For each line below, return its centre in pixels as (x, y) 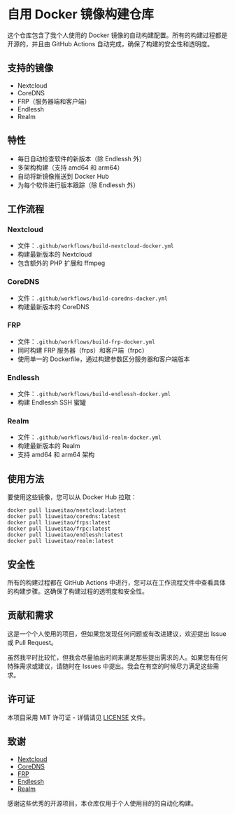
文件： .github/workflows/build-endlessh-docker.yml (94, 394)
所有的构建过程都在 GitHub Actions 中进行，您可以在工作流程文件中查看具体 (116, 583)
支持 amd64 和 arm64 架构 (56, 455)
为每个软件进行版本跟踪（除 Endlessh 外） (78, 185)
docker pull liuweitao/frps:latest (59, 523)
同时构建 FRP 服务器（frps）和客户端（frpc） (83, 350)
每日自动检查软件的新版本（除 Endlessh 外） (81, 158)
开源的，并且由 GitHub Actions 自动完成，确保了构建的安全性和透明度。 (111, 43)
